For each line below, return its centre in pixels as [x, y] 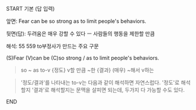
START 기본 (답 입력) [30, 9]
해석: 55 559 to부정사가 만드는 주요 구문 [52, 46]
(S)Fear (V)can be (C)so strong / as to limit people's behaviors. [83, 58]
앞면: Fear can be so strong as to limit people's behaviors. [76, 21]
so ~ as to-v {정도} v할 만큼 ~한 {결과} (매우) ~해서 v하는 [87, 70]
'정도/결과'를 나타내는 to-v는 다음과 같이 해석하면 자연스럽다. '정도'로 [100, 82]
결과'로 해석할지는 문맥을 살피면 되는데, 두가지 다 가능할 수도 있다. [109, 90]
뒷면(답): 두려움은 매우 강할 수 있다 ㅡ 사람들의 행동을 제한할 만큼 [81, 34]
